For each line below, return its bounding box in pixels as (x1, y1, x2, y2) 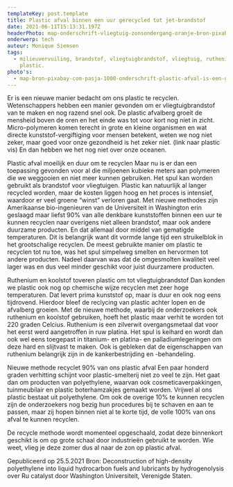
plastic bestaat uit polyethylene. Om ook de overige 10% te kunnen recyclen (7, 393, 225, 401)
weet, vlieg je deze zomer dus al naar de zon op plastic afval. (7, 443, 182, 452)
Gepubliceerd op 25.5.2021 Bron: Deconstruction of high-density (7, 457, 193, 465)
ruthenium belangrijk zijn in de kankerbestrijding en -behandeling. (7, 350, 196, 358)
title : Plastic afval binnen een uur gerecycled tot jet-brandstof (7, 17, 207, 24)
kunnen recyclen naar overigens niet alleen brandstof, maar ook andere (7, 218, 212, 227)
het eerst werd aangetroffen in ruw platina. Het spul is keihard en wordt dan (7, 328, 223, 336)
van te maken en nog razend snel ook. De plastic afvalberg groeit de (7, 109, 202, 117)
